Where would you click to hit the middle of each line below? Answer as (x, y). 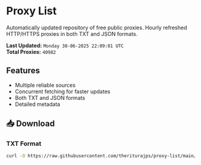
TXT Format (24, 143)
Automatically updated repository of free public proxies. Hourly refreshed (97, 27)
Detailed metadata (37, 104)
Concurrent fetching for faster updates (63, 91)
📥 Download (31, 124)
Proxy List (31, 11)
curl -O (16, 156)
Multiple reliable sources (45, 85)
